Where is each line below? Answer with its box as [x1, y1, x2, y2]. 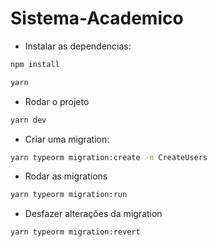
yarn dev [10, 115, 47, 125]
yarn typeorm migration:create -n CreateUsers [10, 152, 208, 162]
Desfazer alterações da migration [24, 208, 163, 220]
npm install [10, 59, 60, 69]
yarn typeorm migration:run [10, 190, 128, 200]
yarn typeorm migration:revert [10, 227, 141, 237]
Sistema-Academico [10, 7, 184, 30]
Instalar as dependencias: [24, 40, 132, 52]
